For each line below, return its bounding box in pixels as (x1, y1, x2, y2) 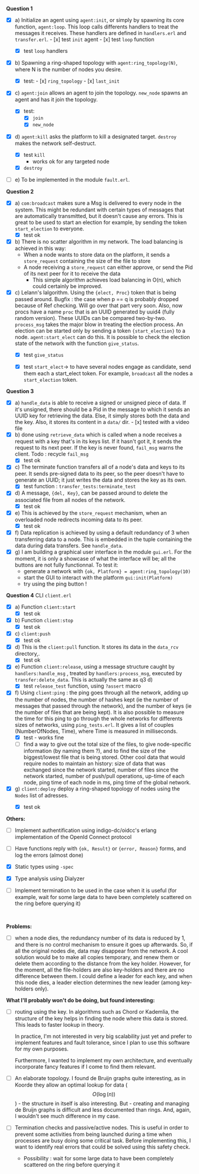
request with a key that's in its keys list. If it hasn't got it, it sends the (14, 438, 182, 445)
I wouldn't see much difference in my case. (14, 1113, 120, 1120)
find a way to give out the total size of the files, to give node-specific (23, 741, 191, 748)
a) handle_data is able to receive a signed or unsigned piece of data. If (14, 399, 187, 406)
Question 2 (6, 188, 34, 195)
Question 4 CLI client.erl (6, 591, 72, 599)
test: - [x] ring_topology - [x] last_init (23, 77, 120, 85)
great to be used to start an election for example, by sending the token (14, 219, 187, 226)
